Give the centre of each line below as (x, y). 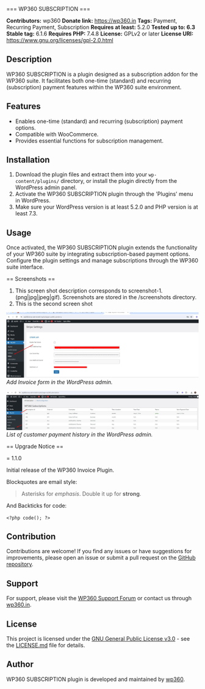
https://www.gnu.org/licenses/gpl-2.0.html (60, 40)
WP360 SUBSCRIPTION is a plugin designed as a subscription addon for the (102, 74)
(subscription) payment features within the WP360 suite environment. (94, 87)
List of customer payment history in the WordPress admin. (80, 434)
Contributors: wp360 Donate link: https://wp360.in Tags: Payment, (92, 20)
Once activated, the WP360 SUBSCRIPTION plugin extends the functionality (102, 248)
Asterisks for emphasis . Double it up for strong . (81, 493)
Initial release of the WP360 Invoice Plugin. (60, 470)
